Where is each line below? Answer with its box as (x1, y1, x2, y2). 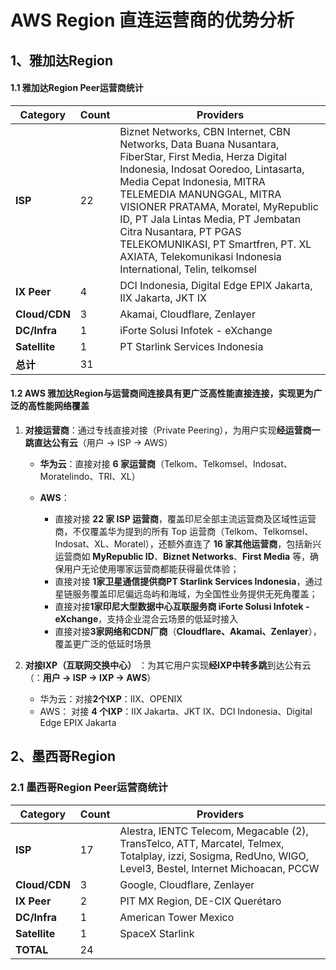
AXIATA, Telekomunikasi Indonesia (119, 249, 282, 263)
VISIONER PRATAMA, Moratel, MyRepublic (119, 199, 319, 213)
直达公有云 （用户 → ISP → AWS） (33, 436, 173, 448)
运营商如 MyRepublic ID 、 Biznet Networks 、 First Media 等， (54, 550, 311, 562)
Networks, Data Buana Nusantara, (119, 137, 280, 151)
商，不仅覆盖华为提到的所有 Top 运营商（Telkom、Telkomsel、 (54, 525, 314, 537)
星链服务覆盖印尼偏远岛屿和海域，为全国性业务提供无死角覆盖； (54, 587, 318, 600)
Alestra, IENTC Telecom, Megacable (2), (119, 824, 309, 838)
